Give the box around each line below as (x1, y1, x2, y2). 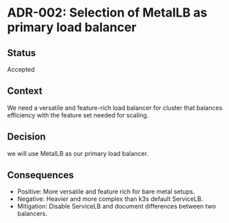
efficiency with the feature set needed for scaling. (7, 110, 149, 119)
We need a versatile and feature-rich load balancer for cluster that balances (7, 104, 223, 112)
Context (7, 85, 43, 97)
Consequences (7, 169, 74, 181)
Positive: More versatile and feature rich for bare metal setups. (17, 188, 195, 196)
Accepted (7, 66, 35, 73)
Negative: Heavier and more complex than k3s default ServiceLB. (17, 195, 203, 203)
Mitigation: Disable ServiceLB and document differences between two (17, 202, 216, 211)
